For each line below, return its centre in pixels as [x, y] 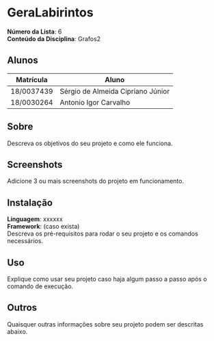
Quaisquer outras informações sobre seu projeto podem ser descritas [105, 324]
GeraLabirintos [50, 13]
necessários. [25, 241]
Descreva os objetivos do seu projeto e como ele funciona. [90, 143]
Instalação [30, 202]
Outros [22, 308]
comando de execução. [40, 286]
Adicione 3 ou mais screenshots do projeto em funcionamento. [96, 181]
